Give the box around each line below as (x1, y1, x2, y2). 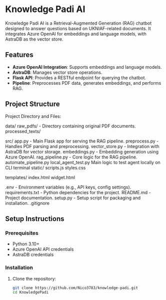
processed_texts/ (5, 128, 41, 134)
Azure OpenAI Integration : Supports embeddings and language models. (12, 64, 162, 70)
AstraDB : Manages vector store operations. (12, 69, 102, 75)
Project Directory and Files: (5, 113, 61, 119)
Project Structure (5, 100, 60, 108)
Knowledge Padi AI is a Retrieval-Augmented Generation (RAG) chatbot (5, 20, 152, 26)
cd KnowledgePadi (12, 290, 49, 295)
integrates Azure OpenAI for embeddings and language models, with (5, 31, 146, 37)
